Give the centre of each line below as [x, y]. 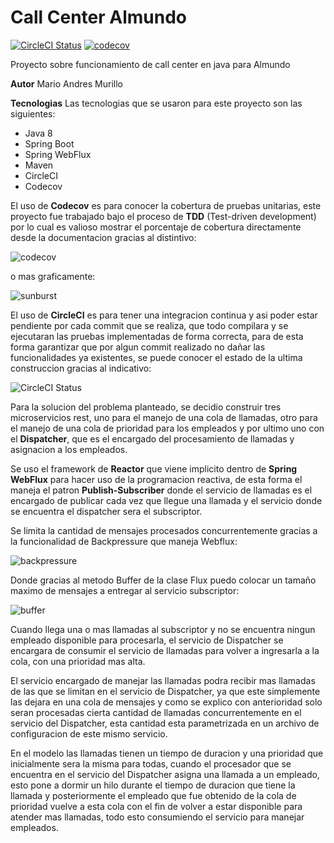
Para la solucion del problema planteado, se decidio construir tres [146, 407]
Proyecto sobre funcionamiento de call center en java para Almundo [150, 64]
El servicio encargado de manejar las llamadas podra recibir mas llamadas [163, 680]
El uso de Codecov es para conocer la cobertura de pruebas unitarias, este [166, 205]
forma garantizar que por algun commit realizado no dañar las [138, 347]
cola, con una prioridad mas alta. [78, 661]
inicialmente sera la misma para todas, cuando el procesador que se [151, 763]
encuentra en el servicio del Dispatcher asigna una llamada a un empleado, [165, 774]
